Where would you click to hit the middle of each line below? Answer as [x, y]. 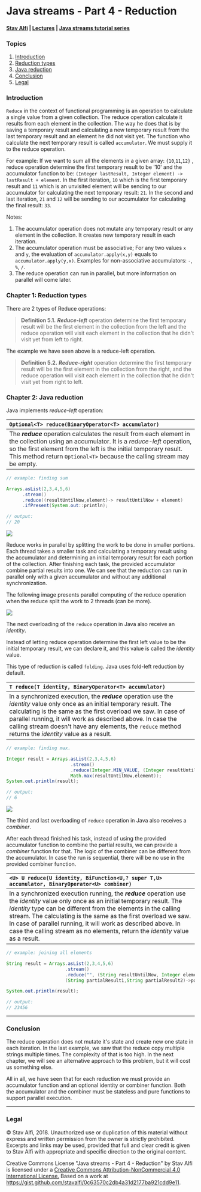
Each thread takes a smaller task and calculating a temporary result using [97, 552]
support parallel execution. [39, 1098]
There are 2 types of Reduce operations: [56, 308]
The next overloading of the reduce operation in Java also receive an [91, 624]
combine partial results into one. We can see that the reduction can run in [97, 570]
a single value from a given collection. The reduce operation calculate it [94, 117]
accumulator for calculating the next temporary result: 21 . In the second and [100, 193]
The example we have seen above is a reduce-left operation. [81, 351]
